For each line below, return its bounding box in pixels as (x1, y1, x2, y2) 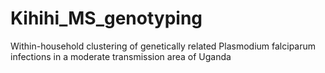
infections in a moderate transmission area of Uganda (10, 50, 232, 62)
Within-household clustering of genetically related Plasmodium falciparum (10, 40, 317, 52)
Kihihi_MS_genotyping (10, 7, 203, 30)
